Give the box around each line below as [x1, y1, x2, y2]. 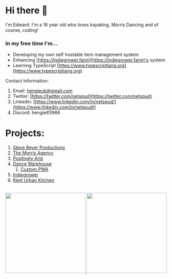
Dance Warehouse [12, 161, 52, 167]
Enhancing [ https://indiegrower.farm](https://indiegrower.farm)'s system [12, 57, 165, 63]
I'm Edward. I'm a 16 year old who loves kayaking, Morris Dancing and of [5, 22, 159, 28]
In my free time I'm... [5, 39, 58, 47]
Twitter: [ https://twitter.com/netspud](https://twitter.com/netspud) [12, 93, 152, 99]
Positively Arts [12, 155, 44, 162]
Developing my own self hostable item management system [12, 51, 139, 58]
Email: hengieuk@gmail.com [12, 88, 73, 94]
